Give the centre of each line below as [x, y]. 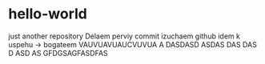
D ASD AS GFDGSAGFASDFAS [58, 53]
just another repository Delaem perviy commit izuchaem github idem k [124, 36]
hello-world [48, 14]
